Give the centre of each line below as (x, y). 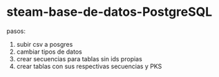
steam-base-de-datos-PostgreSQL (109, 12)
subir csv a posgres (45, 44)
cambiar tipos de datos (49, 52)
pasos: (16, 31)
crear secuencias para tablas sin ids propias (79, 58)
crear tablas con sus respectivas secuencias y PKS (89, 66)
